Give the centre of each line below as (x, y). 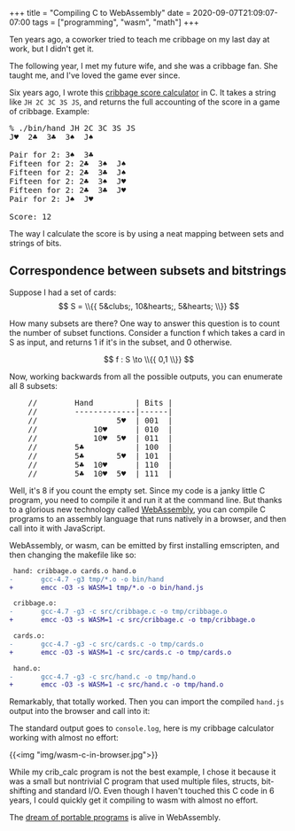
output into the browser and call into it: (80, 711)
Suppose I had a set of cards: (63, 292)
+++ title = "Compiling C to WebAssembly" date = (100, 13)
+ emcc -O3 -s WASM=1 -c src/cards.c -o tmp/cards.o (120, 652)
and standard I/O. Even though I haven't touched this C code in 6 (156, 791)
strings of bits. (35, 243)
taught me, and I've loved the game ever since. (95, 75)
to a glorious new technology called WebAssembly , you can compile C (137, 509)
